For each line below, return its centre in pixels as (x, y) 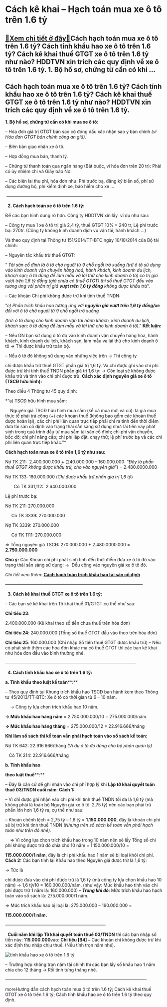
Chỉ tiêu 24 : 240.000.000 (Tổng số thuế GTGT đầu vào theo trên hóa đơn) (81, 633)
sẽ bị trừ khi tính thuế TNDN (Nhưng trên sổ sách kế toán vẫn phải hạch (79, 825)
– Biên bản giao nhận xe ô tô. (35, 147)
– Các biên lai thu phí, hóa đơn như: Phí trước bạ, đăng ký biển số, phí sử (80, 181)
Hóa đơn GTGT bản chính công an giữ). (46, 137)
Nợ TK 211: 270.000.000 (30, 506)
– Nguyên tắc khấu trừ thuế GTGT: (40, 255)
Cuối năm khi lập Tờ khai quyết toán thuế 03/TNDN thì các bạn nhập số (82, 934)
